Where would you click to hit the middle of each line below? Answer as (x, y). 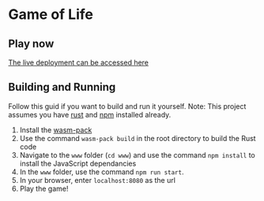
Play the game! (44, 188)
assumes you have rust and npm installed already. (90, 114)
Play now (31, 44)
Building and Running (62, 87)
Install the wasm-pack (56, 130)
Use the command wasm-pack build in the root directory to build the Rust (138, 138)
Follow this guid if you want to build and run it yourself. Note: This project (127, 106)
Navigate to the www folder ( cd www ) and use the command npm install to (137, 154)
